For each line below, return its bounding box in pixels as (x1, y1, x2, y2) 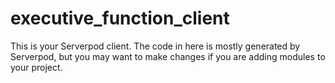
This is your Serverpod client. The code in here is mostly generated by (10, 40, 301, 52)
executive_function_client (10, 7, 230, 30)
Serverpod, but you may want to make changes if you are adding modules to (10, 50, 326, 62)
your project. (10, 61, 63, 73)
